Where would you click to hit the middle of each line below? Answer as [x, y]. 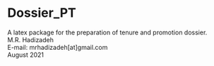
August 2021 [26, 55]
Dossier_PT [42, 13]
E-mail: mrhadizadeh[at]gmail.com [58, 47]
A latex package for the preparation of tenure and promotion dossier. [107, 32]
